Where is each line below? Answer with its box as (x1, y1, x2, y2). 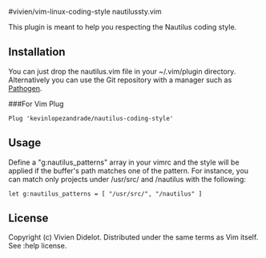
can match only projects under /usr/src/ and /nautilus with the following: (8, 174, 247, 184)
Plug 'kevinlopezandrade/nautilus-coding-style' (8, 114, 174, 122)
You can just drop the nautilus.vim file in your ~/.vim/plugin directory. (8, 66, 236, 76)
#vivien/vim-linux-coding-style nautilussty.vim (8, 7, 162, 16)
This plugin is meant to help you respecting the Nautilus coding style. (8, 22, 237, 31)
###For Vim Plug (8, 99, 64, 109)
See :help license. (8, 241, 67, 251)
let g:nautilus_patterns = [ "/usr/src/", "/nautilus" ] (8, 189, 203, 198)
